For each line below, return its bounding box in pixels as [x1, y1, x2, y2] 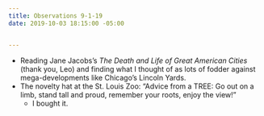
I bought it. [31, 98, 69, 108]
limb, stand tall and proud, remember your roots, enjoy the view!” [19, 89, 237, 99]
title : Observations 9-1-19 [8, 11, 103, 20]
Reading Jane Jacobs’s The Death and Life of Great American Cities [19, 56, 248, 65]
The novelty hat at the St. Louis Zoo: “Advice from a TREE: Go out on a [19, 81, 254, 91]
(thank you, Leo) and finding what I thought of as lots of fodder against [19, 64, 256, 73]
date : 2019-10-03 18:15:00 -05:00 [8, 19, 125, 27]
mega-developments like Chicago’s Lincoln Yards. [19, 72, 186, 82]
